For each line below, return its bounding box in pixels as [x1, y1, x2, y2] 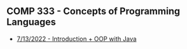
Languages [6, 17, 56, 28]
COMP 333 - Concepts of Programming [6, 6, 180, 17]
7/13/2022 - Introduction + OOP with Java [16, 35, 137, 43]
